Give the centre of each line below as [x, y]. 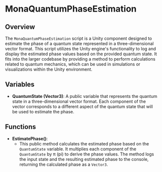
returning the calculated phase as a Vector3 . [63, 164]
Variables [20, 85]
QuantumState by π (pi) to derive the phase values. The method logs [87, 154]
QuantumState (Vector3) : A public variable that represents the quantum [84, 96]
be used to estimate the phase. [43, 111]
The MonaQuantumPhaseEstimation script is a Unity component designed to [79, 38]
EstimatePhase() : [30, 139]
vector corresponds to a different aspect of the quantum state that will [82, 106]
